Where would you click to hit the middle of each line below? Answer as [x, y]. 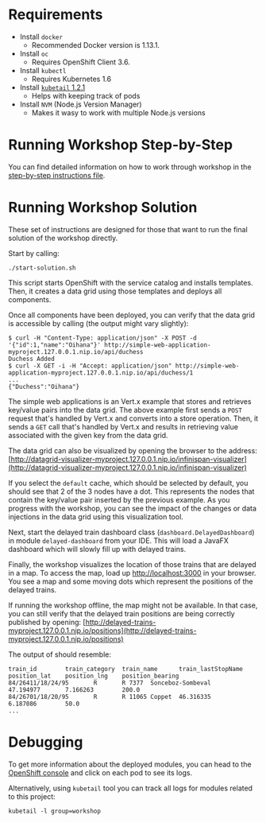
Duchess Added [32, 359]
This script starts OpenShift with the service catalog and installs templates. [131, 282]
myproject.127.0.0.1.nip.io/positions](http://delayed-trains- [102, 631]
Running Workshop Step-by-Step [120, 145]
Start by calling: [34, 253]
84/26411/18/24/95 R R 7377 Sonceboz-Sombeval [110, 683]
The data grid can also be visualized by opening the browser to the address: [133, 450]
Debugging [46, 742]
